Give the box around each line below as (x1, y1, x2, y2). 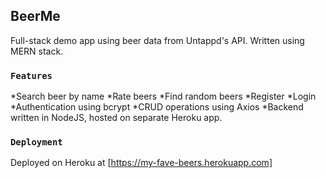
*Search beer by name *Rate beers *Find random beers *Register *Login (10, 90, 317, 103)
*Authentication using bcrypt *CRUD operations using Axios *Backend (10, 101, 304, 113)
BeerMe (10, 8, 61, 25)
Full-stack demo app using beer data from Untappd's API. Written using (10, 34, 305, 46)
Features (10, 70, 53, 81)
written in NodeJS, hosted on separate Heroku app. (10, 112, 223, 124)
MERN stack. (10, 45, 64, 57)
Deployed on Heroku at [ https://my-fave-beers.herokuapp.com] (10, 157, 273, 169)
